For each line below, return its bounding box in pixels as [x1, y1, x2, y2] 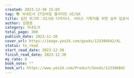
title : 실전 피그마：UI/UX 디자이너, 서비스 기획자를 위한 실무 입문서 [5, 16, 129, 21]
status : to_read [5, 43, 38, 48]
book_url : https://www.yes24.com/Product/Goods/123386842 [5, 66, 125, 71]
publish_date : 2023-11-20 [5, 34, 57, 39]
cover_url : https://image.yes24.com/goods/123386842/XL [5, 39, 121, 44]
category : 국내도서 [5, 25, 40, 30]
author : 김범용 [5, 20, 33, 26]
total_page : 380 [5, 30, 38, 34]
